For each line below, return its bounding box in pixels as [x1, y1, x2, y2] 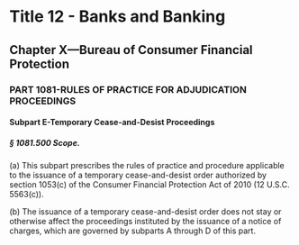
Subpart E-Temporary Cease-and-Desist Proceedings [9, 117, 215, 128]
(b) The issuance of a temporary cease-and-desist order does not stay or [9, 206, 282, 217]
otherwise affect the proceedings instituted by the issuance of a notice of [9, 216, 282, 227]
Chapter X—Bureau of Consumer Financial [9, 42, 254, 58]
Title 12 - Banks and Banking [9, 6, 226, 27]
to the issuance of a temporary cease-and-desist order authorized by [9, 169, 267, 181]
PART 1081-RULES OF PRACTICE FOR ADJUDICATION [9, 83, 248, 95]
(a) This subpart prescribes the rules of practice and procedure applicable [9, 160, 285, 171]
